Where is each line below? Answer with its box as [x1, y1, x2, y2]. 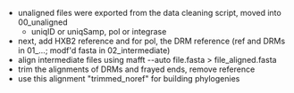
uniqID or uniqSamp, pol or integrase [30, 27, 167, 36]
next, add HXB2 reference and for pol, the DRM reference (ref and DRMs [17, 35, 286, 46]
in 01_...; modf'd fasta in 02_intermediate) [17, 45, 171, 56]
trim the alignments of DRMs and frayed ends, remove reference [17, 64, 256, 74]
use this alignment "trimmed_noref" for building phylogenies [17, 74, 240, 83]
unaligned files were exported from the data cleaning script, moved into [17, 8, 281, 18]
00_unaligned [17, 17, 68, 27]
